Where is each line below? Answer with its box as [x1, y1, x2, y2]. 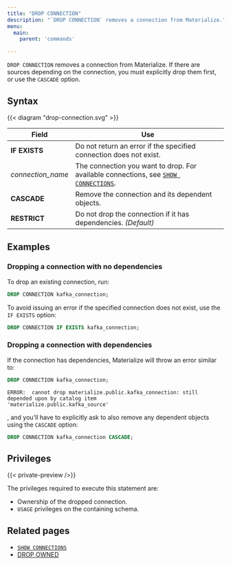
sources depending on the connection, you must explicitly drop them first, [7, 68, 217, 76]
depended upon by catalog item [7, 395, 97, 402]
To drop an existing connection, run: [7, 277, 110, 286]
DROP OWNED [16, 551, 60, 559]
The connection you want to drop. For [75, 161, 197, 171]
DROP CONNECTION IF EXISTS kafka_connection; [7, 324, 140, 331]
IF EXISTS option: [7, 310, 57, 319]
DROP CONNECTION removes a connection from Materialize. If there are [7, 61, 201, 69]
